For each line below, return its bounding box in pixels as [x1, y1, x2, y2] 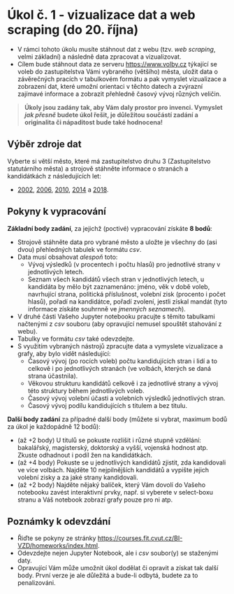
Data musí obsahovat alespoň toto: [17, 253, 118, 261]
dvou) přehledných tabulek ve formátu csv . [17, 245, 142, 253]
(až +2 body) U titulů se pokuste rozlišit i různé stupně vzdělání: [17, 436, 201, 444]
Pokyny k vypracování [7, 206, 106, 218]
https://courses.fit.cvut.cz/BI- [97, 534, 183, 542]
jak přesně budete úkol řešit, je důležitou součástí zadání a [24, 111, 199, 119]
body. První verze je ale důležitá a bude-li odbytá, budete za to [17, 571, 198, 580]
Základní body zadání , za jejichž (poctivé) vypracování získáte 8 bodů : [7, 224, 213, 232]
